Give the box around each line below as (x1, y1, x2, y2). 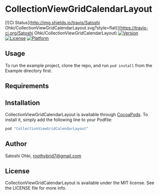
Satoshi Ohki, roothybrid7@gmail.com (5, 153, 82, 159)
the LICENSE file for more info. (5, 185, 67, 191)
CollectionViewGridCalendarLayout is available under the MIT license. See (5, 180, 155, 186)
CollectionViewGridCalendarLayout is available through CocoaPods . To (5, 111, 148, 117)
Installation (5, 98, 40, 107)
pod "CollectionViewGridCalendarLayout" (5, 126, 89, 131)
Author (5, 140, 27, 148)
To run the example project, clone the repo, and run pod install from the (5, 62, 153, 68)
